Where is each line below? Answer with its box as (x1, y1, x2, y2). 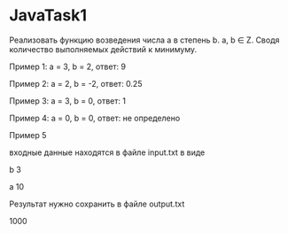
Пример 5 (9, 129, 47, 140)
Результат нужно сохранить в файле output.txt (9, 198, 185, 209)
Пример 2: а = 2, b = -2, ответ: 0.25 (9, 78, 143, 89)
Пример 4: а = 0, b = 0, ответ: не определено (9, 113, 181, 123)
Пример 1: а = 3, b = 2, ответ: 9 (9, 61, 127, 72)
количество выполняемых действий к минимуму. (9, 43, 198, 54)
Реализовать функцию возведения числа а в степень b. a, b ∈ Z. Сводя (9, 35, 280, 45)
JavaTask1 (9, 5, 87, 26)
